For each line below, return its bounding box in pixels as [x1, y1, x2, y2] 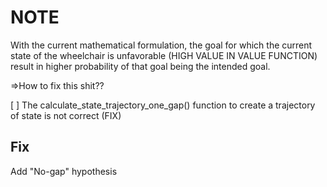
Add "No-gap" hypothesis [10, 165, 118, 177]
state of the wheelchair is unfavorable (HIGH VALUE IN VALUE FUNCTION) [10, 49, 318, 61]
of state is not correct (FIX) [10, 109, 122, 121]
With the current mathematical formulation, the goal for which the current [10, 39, 313, 51]
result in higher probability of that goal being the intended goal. [10, 60, 271, 72]
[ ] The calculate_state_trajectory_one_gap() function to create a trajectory [10, 99, 316, 111]
